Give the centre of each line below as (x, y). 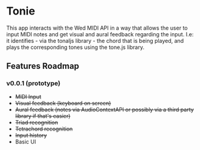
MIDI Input (28, 96)
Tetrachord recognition (44, 129)
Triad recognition (36, 122)
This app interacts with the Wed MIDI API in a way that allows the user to (97, 28)
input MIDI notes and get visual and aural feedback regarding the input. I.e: (100, 34)
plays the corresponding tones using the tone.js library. (75, 47)
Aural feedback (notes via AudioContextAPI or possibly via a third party (105, 109)
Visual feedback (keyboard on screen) (63, 103)
